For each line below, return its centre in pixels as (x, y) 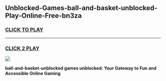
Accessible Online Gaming (33, 73)
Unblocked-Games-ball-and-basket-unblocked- (81, 8)
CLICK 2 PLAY (22, 48)
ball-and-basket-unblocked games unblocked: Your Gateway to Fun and (81, 68)
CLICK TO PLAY (24, 30)
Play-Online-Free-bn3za (43, 16)
